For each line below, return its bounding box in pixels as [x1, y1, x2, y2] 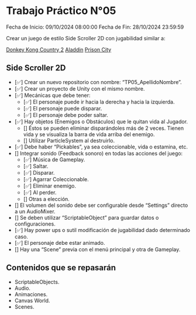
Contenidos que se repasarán [6, 263, 116, 273]
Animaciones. [14, 290, 48, 297]
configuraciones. [14, 220, 56, 227]
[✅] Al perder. [23, 189, 57, 196]
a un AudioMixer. [14, 207, 56, 214]
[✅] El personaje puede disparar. [23, 105, 102, 112]
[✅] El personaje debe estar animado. [14, 239, 105, 246]
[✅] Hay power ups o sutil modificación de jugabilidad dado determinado [14, 226, 191, 233]
